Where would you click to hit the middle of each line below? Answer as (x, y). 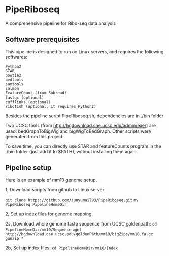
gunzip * (14, 238)
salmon (12, 88)
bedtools (14, 80)
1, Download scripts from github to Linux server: (55, 189)
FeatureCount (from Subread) (36, 93)
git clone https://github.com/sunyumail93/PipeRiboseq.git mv (72, 200)
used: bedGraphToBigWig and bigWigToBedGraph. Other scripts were (78, 131)
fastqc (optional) (25, 98)
